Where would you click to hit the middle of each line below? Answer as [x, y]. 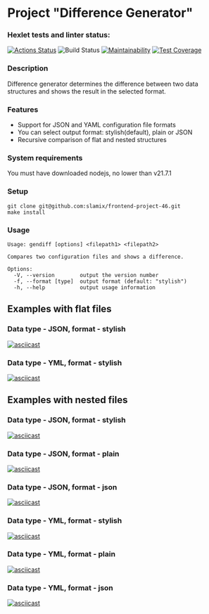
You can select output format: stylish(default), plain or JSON [105, 132]
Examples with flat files [59, 309]
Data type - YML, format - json [61, 587]
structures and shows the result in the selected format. [87, 91]
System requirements [45, 158]
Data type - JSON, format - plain [63, 454]
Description [28, 68]
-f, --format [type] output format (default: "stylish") [101, 281]
